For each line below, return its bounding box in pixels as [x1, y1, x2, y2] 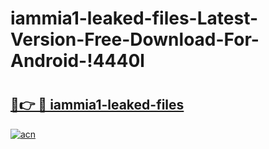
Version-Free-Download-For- [10, 28, 260, 51]
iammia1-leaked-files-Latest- [10, 7, 259, 30]
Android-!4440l [10, 50, 145, 72]
